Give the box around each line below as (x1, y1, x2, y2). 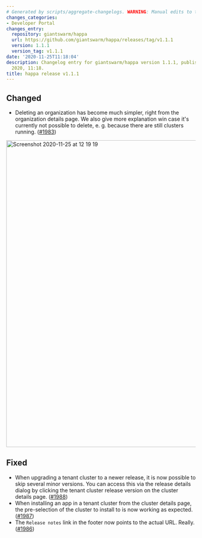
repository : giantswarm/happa (11, 31, 87, 37)
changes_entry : (6, 25, 44, 32)
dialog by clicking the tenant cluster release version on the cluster (14, 487, 179, 494)
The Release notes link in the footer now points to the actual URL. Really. (14, 519, 195, 526)
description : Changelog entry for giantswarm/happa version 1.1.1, (6, 59, 179, 65)
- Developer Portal (6, 20, 55, 26)
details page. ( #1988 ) (14, 493, 68, 500)
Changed (6, 93, 41, 103)
